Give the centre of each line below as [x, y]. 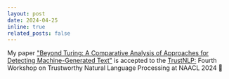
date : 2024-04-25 [33, 20]
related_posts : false [39, 33]
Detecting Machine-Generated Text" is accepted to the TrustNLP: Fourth [112, 61]
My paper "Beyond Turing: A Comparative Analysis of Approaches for [108, 53]
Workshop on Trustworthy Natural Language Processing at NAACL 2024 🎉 [115, 68]
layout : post [26, 14]
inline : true [26, 27]
